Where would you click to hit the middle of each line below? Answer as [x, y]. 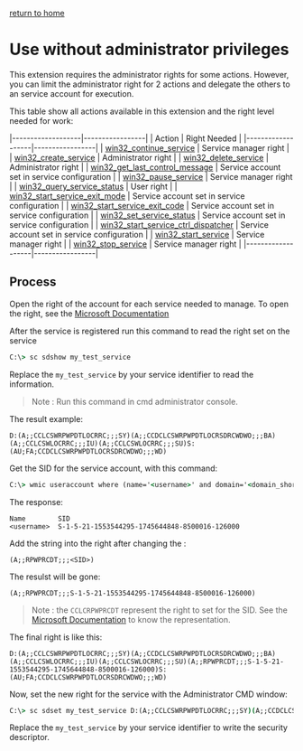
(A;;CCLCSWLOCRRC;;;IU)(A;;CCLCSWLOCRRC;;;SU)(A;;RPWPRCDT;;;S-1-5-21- [147, 662]
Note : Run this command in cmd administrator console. [135, 401]
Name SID [40, 519]
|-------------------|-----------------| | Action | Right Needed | [125, 138]
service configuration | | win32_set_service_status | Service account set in [147, 215]
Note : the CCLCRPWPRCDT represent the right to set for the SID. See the [160, 610]
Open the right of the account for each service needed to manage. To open [149, 304]
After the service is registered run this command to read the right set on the [150, 331]
